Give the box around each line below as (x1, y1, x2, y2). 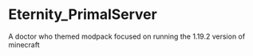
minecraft (8, 39, 40, 49)
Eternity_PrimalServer (8, 6, 157, 24)
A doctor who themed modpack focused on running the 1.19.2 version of (8, 32, 246, 41)
